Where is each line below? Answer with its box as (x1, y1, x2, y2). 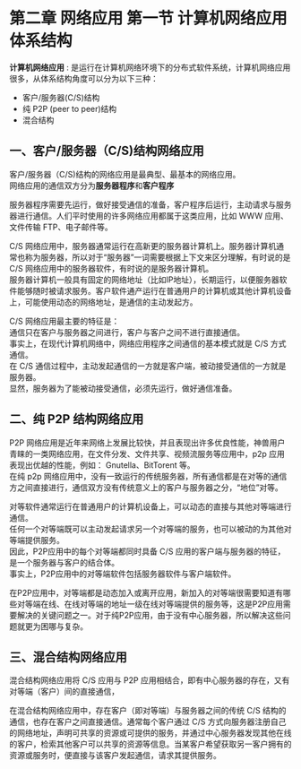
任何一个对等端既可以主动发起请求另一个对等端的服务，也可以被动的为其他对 (9, 523, 292, 534)
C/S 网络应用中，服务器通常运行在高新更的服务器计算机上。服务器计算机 (9, 240, 277, 251)
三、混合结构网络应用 (9, 649, 127, 664)
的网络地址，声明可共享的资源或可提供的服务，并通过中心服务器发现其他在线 (9, 728, 292, 739)
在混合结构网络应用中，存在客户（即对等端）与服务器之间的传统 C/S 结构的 (9, 705, 287, 716)
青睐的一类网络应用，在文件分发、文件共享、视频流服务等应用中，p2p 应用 (9, 448, 285, 459)
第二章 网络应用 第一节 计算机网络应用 (9, 8, 288, 29)
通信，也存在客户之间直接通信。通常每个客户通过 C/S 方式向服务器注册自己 (9, 716, 287, 727)
